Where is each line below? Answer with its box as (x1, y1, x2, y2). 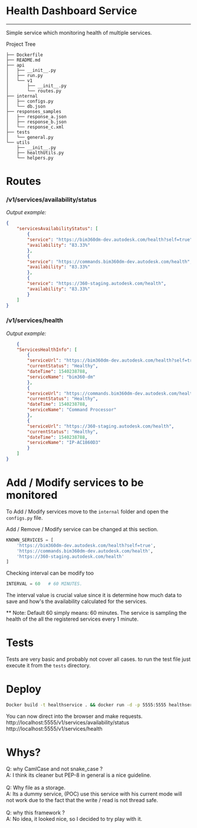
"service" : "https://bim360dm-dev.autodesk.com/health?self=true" (27, 237, 193, 243)
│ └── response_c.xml (6, 124, 64, 130)
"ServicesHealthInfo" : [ (16, 346, 77, 353)
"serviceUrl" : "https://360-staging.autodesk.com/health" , (27, 423, 175, 429)
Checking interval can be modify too (6, 569, 94, 577)
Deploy (6, 683, 42, 696)
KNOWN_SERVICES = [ (6, 537, 54, 543)
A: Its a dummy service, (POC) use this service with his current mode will (6, 790, 182, 797)
